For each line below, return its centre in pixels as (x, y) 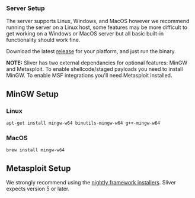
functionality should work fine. (43, 40)
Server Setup (26, 8)
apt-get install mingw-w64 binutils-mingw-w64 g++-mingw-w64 (83, 123)
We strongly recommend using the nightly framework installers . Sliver (91, 183)
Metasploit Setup (39, 168)
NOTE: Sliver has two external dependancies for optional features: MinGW (97, 63)
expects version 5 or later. (38, 189)
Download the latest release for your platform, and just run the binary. (91, 51)
